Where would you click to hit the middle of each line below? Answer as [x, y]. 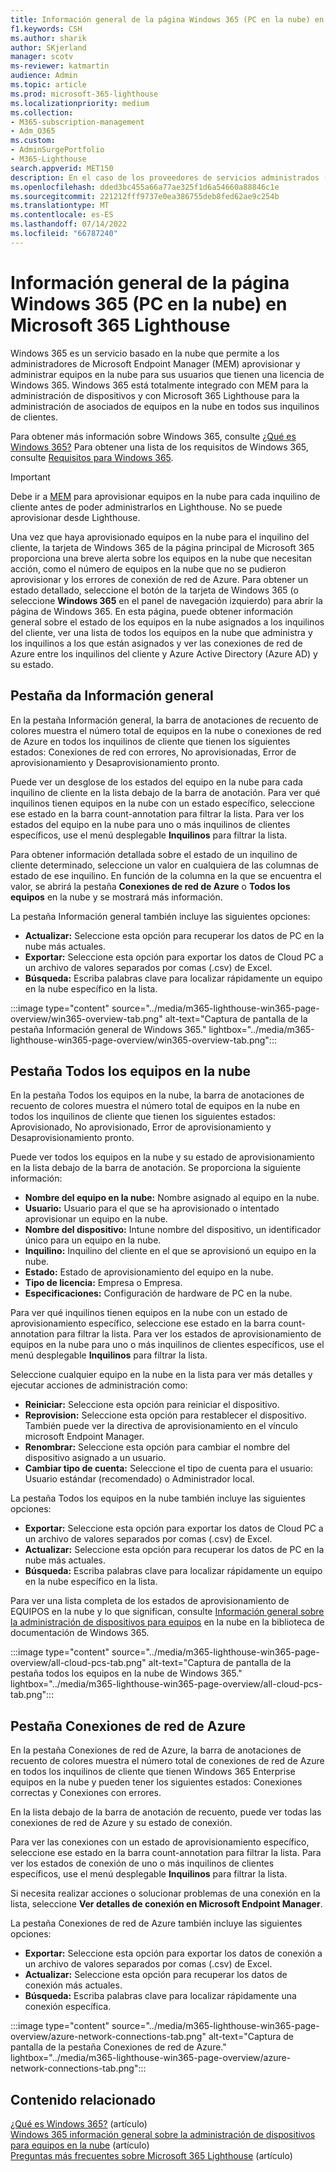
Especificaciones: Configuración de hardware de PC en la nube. [158, 1293]
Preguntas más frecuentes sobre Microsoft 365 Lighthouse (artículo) [151, 2155]
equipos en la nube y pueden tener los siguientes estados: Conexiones [156, 1782]
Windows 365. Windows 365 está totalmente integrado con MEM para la [159, 385]
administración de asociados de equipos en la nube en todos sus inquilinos [165, 406]
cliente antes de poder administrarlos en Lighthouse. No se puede [146, 507]
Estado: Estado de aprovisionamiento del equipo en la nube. [149, 1272]
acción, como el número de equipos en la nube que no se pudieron [148, 568]
